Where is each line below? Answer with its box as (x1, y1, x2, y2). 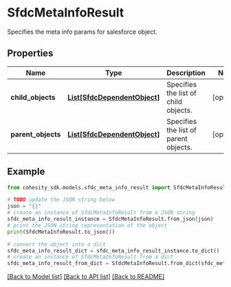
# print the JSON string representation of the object (7, 222, 168, 228)
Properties (7, 47, 54, 59)
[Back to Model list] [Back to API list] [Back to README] (7, 273, 165, 281)
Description (166, 67, 206, 77)
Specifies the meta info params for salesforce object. (7, 28, 158, 36)
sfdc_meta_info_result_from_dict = (7, 260, 109, 267)
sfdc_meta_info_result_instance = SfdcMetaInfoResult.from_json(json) (7, 215, 214, 223)
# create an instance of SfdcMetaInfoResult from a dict (7, 253, 174, 261)
